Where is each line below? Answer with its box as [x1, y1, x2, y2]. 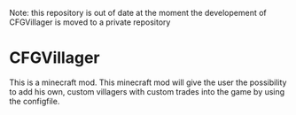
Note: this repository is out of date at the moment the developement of [9, 8, 268, 18]
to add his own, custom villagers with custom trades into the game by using [9, 86, 285, 96]
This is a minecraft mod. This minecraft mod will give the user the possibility [9, 77, 287, 88]
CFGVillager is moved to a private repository [9, 17, 171, 27]
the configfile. [9, 96, 60, 106]
